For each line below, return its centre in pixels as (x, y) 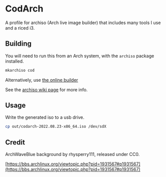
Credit (15, 142)
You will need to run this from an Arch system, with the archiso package (80, 56)
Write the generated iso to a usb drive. (45, 117)
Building (18, 44)
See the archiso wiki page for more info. (46, 90)
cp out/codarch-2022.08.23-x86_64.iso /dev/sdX (56, 127)
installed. (15, 61)
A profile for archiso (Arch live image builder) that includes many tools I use (83, 23)
